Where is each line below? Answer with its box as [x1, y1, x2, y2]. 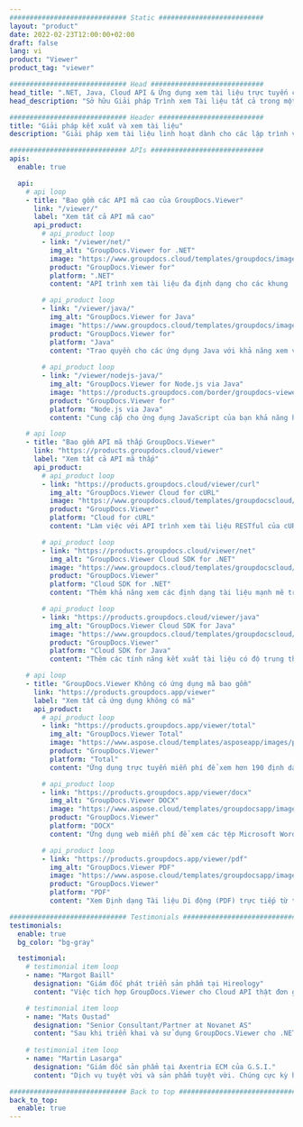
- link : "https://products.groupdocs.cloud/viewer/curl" [41, 480, 260, 489]
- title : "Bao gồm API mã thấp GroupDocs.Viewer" [25, 438, 216, 447]
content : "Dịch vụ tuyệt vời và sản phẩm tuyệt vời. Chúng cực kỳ [32, 1070, 289, 1080]
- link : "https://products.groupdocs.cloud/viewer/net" [41, 546, 256, 555]
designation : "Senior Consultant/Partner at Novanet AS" [32, 1021, 252, 1030]
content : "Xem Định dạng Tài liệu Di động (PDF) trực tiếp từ [49, 896, 289, 905]
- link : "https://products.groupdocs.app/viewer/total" [41, 721, 256, 730]
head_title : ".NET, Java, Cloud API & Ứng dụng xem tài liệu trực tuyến [9, 87, 289, 97]
